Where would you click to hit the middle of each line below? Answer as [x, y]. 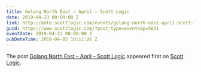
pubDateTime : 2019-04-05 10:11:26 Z [52, 39]
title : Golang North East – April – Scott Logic [68, 12]
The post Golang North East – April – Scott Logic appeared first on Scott [95, 56]
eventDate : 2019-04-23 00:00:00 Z [49, 34]
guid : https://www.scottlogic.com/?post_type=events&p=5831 [83, 28]
